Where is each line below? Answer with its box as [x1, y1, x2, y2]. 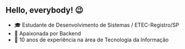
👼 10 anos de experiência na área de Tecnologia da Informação [14, 36, 169, 43]
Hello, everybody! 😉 [5, 5, 84, 15]
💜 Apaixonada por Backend [14, 30, 81, 37]
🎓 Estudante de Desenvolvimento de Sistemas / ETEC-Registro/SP [14, 21, 180, 28]
